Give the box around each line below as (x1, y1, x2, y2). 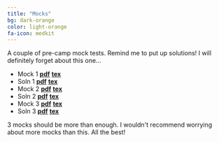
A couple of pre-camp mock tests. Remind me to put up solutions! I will (7, 49, 212, 57)
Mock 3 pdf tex (17, 99, 63, 108)
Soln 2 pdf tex (17, 92, 59, 101)
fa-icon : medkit (7, 29, 55, 37)
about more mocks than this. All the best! (7, 128, 126, 136)
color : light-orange (7, 23, 68, 30)
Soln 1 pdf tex (17, 78, 58, 86)
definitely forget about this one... (7, 57, 101, 65)
